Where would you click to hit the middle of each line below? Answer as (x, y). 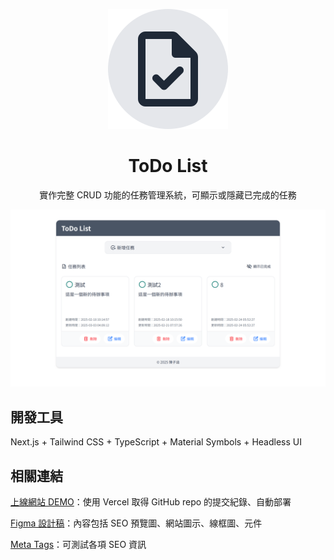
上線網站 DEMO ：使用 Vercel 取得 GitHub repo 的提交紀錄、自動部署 (151, 502)
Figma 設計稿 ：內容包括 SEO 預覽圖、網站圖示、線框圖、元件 (136, 523)
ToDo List (168, 166)
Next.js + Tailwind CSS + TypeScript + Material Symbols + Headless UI (156, 442)
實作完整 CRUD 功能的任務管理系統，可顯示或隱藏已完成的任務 (168, 195)
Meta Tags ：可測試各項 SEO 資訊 (78, 545)
